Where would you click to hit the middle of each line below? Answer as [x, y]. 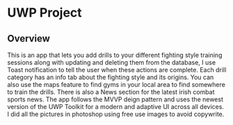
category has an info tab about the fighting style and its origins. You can [111, 77]
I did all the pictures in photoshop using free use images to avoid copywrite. [116, 114]
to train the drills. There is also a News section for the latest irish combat [111, 92]
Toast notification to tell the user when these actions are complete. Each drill [117, 70]
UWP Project [45, 13]
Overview [29, 39]
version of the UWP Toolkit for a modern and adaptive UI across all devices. [116, 107]
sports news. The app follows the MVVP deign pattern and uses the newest [115, 99]
